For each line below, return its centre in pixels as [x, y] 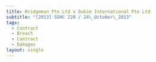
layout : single [25, 50]
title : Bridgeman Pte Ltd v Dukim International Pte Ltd [78, 12]
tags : [13, 22]
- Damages [24, 45]
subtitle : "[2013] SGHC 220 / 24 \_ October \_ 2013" [69, 17]
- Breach [22, 34]
